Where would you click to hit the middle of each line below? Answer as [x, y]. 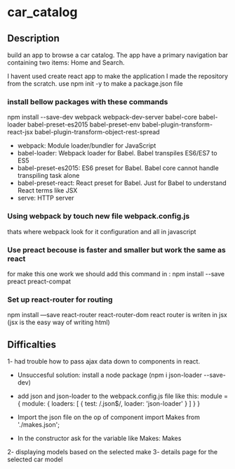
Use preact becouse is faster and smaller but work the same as [117, 250]
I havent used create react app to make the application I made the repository [118, 76]
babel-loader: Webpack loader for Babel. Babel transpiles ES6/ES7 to [117, 153]
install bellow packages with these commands [88, 101]
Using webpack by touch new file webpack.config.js [99, 217]
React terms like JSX [47, 191]
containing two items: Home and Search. [66, 63]
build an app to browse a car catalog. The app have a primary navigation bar [118, 55]
